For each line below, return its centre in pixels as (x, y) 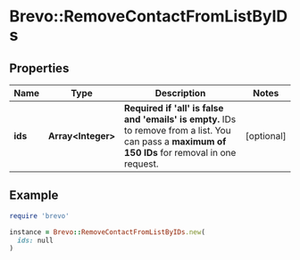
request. (141, 164)
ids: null (35, 240)
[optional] (266, 136)
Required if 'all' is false (174, 108)
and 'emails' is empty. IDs (180, 119)
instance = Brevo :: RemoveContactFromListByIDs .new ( (107, 232)
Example (34, 195)
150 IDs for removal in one (180, 153)
